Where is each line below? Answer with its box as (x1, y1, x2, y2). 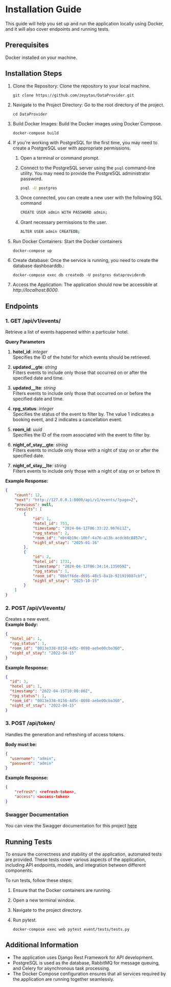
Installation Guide (5, 4, 82, 15)
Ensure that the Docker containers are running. (12, 887, 111, 893)
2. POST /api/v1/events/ (5, 604, 66, 611)
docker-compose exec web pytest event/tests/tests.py (12, 927, 130, 932)
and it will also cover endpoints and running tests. (5, 26, 110, 32)
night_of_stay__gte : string (12, 442, 68, 448)
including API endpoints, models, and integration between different (5, 862, 146, 868)
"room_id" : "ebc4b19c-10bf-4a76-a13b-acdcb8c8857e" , (32, 535, 147, 540)
